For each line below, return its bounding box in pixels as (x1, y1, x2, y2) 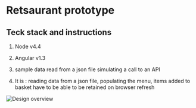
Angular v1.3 (14, 55, 46, 61)
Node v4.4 (14, 43, 41, 50)
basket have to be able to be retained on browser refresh (14, 84, 155, 91)
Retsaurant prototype (6, 4, 115, 17)
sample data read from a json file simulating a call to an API (14, 66, 161, 73)
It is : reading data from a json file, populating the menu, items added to (14, 78, 191, 84)
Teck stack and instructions (6, 27, 112, 37)
